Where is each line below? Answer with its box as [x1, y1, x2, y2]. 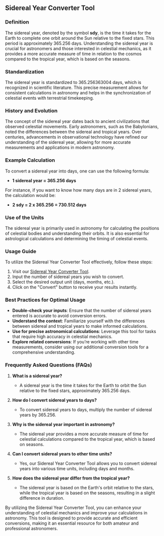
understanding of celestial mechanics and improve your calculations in [5, 509, 148, 515]
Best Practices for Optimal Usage [5, 297, 86, 304]
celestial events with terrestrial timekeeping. [5, 95, 94, 101]
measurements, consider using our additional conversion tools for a [12, 344, 148, 350]
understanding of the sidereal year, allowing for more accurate [5, 140, 131, 145]
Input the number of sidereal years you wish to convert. [12, 274, 124, 280]
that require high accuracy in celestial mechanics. [12, 334, 113, 339]
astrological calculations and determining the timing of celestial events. [5, 235, 148, 241]
